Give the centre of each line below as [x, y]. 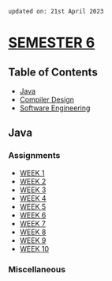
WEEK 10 [34, 248]
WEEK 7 [32, 223]
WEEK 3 [33, 190]
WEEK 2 [33, 181]
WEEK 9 [33, 240]
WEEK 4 [33, 198]
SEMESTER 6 [52, 43]
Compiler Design [47, 100]
